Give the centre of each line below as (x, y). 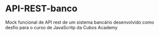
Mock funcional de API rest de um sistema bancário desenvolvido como (80, 22)
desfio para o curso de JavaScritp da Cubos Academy (61, 27)
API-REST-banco (42, 9)
